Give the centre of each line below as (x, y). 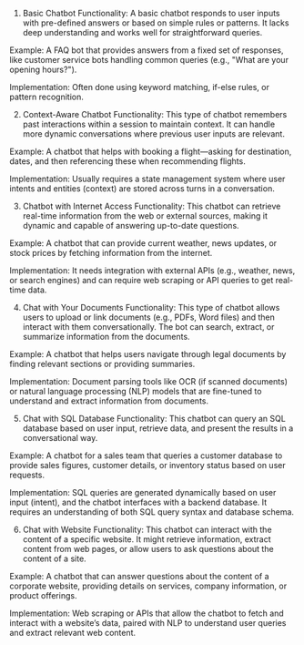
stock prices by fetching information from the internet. (111, 253)
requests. (27, 475)
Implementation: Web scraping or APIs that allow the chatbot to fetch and (147, 613)
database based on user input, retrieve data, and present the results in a (158, 428)
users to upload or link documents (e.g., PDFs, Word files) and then (149, 317)
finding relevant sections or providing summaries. (102, 364)
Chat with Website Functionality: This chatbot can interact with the (147, 529)
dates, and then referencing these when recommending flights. (127, 161)
